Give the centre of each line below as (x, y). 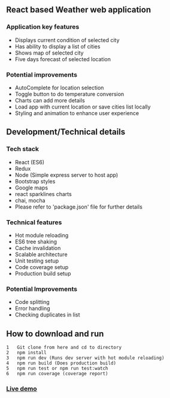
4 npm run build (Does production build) (61, 363)
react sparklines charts (43, 194)
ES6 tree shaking (36, 242)
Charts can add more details (50, 100)
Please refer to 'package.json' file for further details (78, 207)
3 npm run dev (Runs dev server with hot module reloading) (85, 358)
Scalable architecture (41, 254)
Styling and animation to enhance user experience (77, 113)
